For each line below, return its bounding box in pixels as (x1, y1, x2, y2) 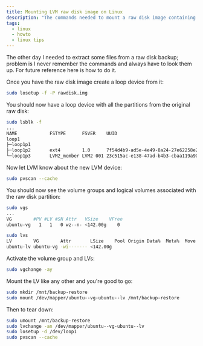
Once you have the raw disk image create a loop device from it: (6, 78, 164, 85)
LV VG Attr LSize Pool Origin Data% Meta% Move (6, 238, 196, 244)
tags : (6, 20, 20, 26)
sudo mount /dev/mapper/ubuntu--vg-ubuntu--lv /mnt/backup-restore (6, 294, 180, 301)
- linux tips (11, 37, 45, 43)
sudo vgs (6, 204, 28, 211)
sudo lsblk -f (6, 119, 42, 125)
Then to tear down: (6, 305, 54, 313)
